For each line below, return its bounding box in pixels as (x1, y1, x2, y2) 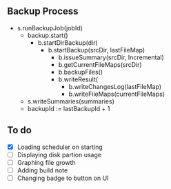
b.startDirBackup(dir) (37, 38, 98, 47)
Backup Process (7, 6, 79, 17)
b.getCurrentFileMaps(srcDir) (58, 60, 143, 68)
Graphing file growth (17, 158, 76, 166)
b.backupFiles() (58, 68, 103, 76)
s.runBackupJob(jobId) (17, 23, 83, 32)
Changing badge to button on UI (17, 174, 109, 182)
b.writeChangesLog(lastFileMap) (68, 82, 162, 90)
